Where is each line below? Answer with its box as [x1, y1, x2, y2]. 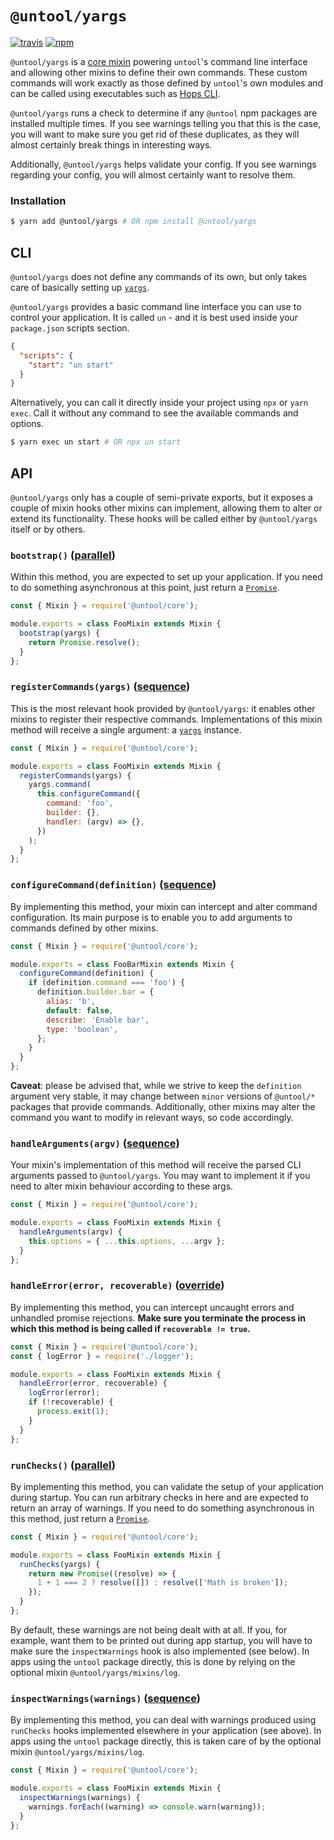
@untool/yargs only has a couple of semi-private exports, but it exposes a [10, 491, 313, 503]
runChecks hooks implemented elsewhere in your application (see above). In [10, 1725, 322, 1737]
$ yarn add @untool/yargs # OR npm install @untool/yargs [10, 217, 257, 227]
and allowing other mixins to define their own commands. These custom [10, 66, 308, 78]
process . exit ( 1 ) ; [36, 1407, 110, 1417]
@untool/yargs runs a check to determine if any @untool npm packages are [10, 107, 318, 119]
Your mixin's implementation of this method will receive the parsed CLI [10, 1159, 302, 1171]
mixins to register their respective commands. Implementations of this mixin [10, 713, 323, 725]
